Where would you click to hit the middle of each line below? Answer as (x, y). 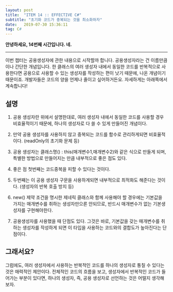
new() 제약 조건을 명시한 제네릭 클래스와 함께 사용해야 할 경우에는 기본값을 (88, 197)
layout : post (19, 10)
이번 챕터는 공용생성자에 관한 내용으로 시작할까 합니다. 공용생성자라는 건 (77, 60)
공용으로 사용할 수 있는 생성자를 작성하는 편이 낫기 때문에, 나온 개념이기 (94, 73)
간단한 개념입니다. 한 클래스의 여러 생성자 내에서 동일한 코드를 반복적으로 (88, 67)
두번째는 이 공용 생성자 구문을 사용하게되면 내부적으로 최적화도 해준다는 (84, 180)
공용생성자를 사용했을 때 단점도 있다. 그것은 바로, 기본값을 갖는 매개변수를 (86, 221)
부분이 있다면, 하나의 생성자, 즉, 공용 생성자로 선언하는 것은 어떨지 (85, 278)
